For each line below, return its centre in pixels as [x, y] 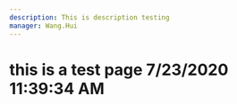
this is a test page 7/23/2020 [119, 70]
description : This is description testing [89, 17]
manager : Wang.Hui [43, 26]
